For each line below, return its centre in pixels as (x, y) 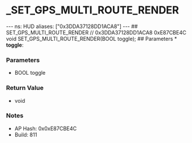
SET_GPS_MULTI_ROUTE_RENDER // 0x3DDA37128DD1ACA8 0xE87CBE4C (96, 32)
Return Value (25, 88)
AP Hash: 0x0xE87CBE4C (46, 128)
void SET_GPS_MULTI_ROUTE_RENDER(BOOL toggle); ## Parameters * (92, 39)
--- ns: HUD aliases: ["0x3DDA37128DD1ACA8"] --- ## (72, 26)
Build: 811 (26, 134)
